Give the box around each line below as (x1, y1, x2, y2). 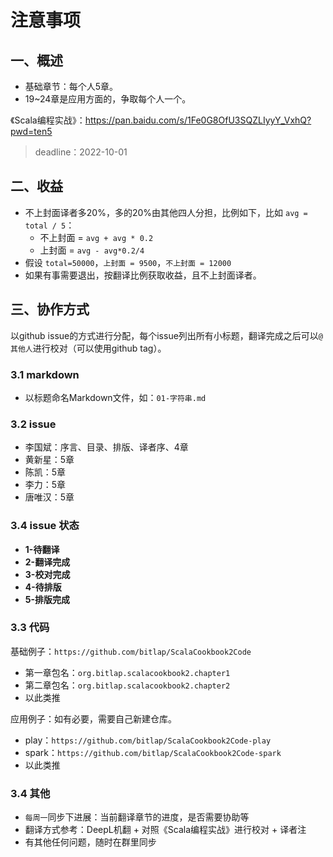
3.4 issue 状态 (10, 519, 80, 533)
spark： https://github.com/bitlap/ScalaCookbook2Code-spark (24, 746, 282, 758)
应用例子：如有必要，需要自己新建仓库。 (10, 712, 177, 725)
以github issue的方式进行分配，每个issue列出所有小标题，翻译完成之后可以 (10, 329, 319, 341)
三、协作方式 (10, 301, 90, 318)
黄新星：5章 (24, 454, 75, 466)
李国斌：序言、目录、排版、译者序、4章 (24, 441, 189, 453)
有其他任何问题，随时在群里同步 (24, 836, 157, 848)
